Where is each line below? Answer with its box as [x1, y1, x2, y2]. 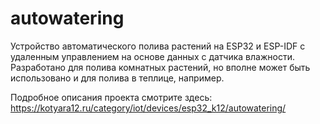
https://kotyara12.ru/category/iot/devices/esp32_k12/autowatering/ [10, 102, 287, 114]
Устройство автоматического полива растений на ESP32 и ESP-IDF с [10, 40, 306, 52]
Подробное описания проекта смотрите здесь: [10, 91, 213, 103]
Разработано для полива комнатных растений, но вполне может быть [10, 61, 311, 73]
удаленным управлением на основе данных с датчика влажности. [10, 50, 295, 62]
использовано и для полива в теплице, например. [10, 72, 225, 84]
